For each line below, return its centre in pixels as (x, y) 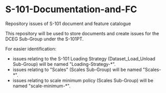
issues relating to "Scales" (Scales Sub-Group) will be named (77, 69)
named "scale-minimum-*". (41, 86)
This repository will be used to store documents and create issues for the (82, 33)
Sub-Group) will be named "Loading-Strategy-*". (64, 64)
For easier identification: (31, 49)
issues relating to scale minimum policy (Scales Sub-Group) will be (83, 80)
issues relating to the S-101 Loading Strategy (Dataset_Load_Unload (84, 59)
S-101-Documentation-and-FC (71, 9)
